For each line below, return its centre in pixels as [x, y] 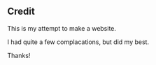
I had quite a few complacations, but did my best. [78, 42]
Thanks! [19, 55]
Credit [21, 12]
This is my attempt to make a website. [62, 28]
